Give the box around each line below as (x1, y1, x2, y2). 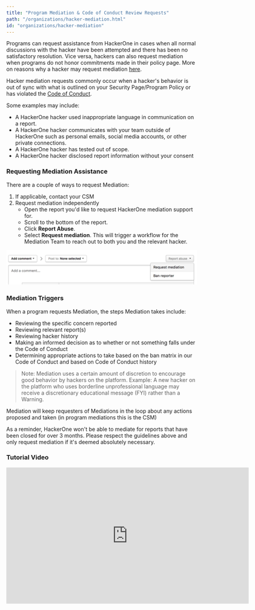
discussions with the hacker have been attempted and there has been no (6, 46, 188, 54)
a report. (15, 120, 37, 127)
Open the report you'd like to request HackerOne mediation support (24, 206, 193, 213)
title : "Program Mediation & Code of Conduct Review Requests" (6, 10, 170, 16)
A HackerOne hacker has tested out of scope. (15, 146, 130, 153)
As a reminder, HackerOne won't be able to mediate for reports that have (6, 425, 188, 433)
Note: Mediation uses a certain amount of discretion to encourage (21, 370, 186, 377)
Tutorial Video (6, 453, 49, 462)
